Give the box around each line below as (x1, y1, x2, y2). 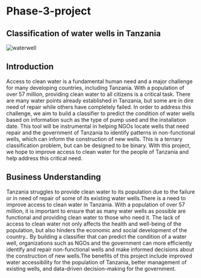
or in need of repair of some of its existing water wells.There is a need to (6, 194, 186, 201)
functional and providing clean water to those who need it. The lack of (6, 213, 181, 221)
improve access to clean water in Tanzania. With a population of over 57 (6, 201, 185, 208)
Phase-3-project (6, 4, 91, 18)
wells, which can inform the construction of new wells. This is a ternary (6, 135, 183, 142)
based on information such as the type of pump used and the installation (6, 116, 187, 123)
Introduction (6, 62, 54, 72)
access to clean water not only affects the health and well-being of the (6, 220, 182, 227)
